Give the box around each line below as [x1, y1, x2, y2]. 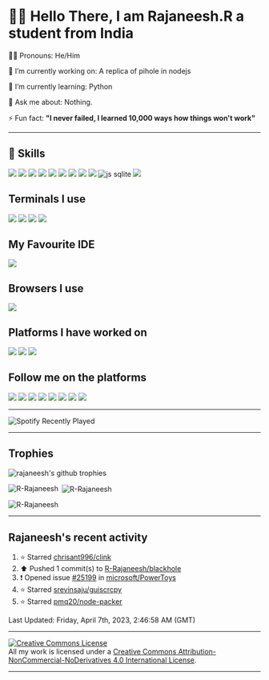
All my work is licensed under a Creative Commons [8, 647, 177, 657]
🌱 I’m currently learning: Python [8, 82, 113, 91]
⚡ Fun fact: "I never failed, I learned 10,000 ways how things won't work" [8, 113, 256, 122]
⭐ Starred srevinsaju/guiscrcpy [19, 585, 122, 594]
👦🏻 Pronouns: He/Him [8, 50, 80, 60]
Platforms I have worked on [8, 326, 148, 339]
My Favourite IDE [8, 238, 95, 251]
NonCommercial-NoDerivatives [8, 655, 112, 665]
